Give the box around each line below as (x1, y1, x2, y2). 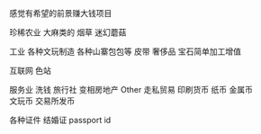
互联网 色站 (9, 66, 51, 76)
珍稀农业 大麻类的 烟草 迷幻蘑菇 (9, 27, 127, 38)
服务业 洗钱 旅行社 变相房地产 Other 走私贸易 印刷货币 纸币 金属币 (9, 85, 254, 94)
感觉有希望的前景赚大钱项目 (9, 8, 112, 18)
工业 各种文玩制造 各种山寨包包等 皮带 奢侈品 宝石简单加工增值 (9, 46, 241, 57)
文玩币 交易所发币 (9, 95, 75, 106)
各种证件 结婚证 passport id (9, 115, 112, 125)
